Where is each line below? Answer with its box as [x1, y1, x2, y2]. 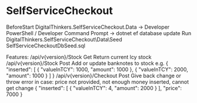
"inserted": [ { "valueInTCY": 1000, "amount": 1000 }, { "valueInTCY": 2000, [6, 66, 188, 73]
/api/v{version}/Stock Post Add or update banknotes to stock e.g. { [6, 60, 169, 67]
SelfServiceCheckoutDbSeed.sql [6, 42, 85, 49]
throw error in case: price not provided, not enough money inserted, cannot [6, 78, 189, 85]
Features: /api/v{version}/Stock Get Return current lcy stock [6, 53, 152, 60]
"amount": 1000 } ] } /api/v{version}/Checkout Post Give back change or [6, 72, 181, 79]
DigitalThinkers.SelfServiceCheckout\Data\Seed [6, 36, 122, 43]
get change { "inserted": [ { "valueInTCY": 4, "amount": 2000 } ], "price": [6, 84, 182, 91]
